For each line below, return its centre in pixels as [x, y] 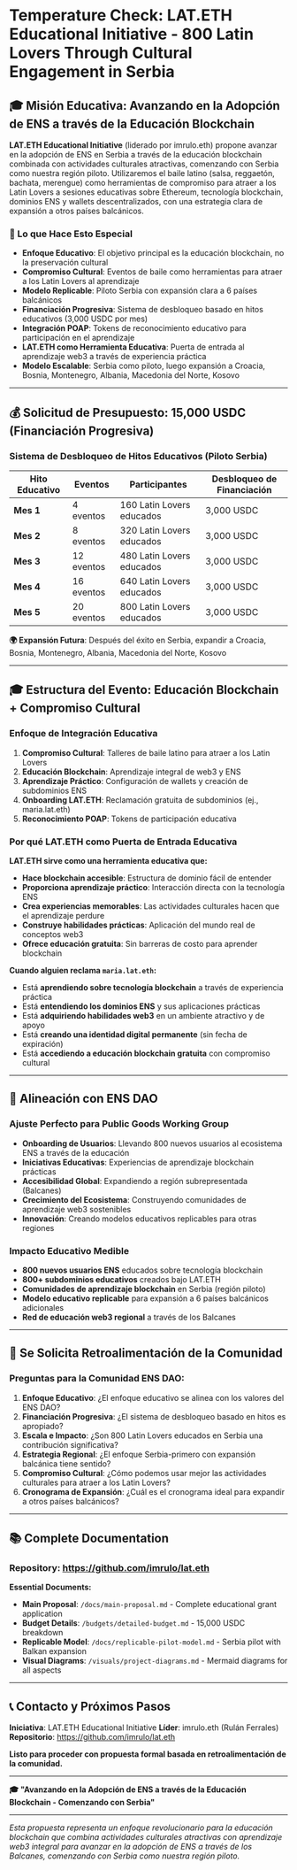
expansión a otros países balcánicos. [76, 211]
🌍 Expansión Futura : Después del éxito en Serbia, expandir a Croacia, [138, 640]
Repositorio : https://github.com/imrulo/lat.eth [92, 1737]
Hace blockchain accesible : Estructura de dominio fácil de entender [147, 878]
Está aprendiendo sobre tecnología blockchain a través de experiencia [152, 987]
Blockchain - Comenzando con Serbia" [82, 1803]
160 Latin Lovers [155, 504]
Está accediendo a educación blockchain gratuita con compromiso [146, 1053]
